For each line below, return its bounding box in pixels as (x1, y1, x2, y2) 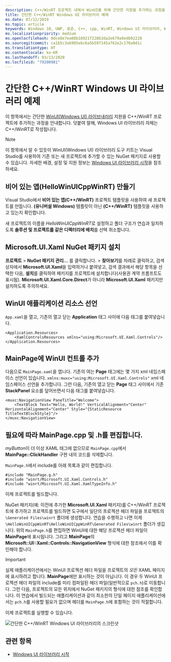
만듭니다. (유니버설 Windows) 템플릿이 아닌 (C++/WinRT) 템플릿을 (14, 203, 150, 209)
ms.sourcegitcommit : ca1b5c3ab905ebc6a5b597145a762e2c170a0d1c (5, 41, 142, 46)
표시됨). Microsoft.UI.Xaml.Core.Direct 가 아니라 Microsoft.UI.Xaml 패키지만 (5, 276, 163, 282)
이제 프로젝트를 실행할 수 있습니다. (5, 610, 73, 616)
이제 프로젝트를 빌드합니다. (5, 491, 59, 497)
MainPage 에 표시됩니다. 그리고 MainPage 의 (5, 534, 95, 540)
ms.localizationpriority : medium (5, 31, 76, 36)
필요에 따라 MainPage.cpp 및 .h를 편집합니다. (5, 430, 143, 439)
